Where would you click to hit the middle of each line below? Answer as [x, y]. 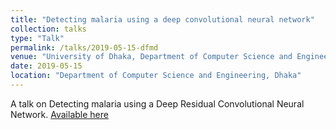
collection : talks [48, 29]
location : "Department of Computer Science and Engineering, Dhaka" [156, 76]
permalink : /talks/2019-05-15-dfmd [84, 47]
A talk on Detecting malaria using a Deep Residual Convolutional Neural [157, 103]
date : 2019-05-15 [46, 66]
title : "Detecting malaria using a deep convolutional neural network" [162, 19]
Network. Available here [59, 114]
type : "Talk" [37, 38]
